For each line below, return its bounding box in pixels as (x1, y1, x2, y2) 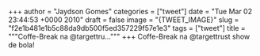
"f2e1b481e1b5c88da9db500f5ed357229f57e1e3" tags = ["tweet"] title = (8, 24, 246, 32)
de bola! (8, 40, 35, 50)
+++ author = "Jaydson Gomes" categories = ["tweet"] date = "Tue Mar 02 (8, 7, 252, 16)
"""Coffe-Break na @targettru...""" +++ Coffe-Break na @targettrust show (8, 32, 250, 41)
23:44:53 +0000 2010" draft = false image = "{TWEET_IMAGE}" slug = (8, 15, 239, 24)
